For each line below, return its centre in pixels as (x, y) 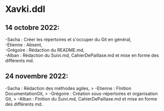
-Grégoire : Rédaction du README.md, (45, 50)
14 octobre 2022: (32, 28)
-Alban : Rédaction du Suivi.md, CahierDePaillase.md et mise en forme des (82, 55)
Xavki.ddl (25, 9)
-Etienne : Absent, (24, 45)
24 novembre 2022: (37, 76)
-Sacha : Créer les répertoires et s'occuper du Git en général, (68, 39)
